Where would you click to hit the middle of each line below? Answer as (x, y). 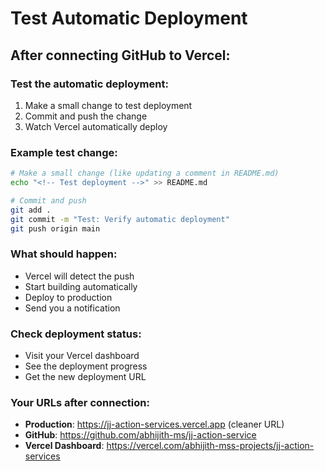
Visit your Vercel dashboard (82, 356)
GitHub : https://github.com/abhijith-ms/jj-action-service (140, 435)
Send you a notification (72, 308)
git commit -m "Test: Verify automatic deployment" (120, 219)
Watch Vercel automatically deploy (96, 126)
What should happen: (64, 254)
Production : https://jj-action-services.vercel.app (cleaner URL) (154, 424)
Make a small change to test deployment (108, 105)
